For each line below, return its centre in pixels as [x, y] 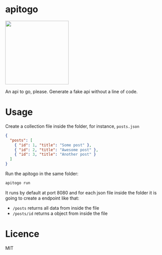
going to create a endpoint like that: [42, 198]
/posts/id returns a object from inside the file [60, 213]
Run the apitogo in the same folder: [42, 174]
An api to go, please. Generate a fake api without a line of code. [72, 91]
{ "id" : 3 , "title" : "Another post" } [55, 154]
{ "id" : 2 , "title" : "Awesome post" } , [56, 150]
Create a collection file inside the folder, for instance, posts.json [72, 126]
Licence [22, 234]
